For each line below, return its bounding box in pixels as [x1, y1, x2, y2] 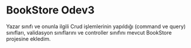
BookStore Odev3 [6, 4, 95, 17]
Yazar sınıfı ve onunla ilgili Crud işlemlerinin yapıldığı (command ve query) [6, 23, 186, 30]
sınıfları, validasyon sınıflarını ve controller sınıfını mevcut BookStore [6, 29, 172, 36]
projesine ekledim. [6, 35, 51, 42]
